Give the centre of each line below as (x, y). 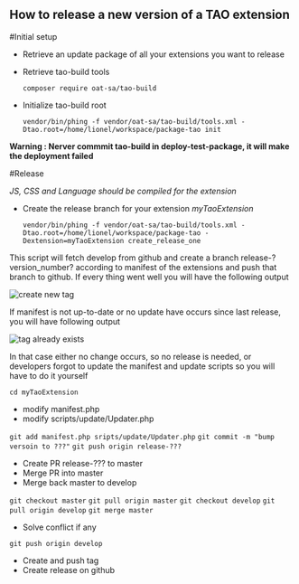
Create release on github (69, 570)
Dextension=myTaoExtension (73, 240)
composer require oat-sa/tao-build (89, 88)
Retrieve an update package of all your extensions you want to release (153, 54)
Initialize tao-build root (64, 105)
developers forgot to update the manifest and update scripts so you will (142, 366)
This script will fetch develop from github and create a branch (124, 258)
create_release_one (164, 240)
